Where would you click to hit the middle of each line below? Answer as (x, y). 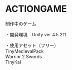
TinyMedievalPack (25, 51)
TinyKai (13, 62)
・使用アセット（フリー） (32, 45)
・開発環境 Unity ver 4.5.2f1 (36, 34)
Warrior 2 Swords (24, 56)
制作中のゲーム (21, 24)
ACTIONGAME (36, 9)
